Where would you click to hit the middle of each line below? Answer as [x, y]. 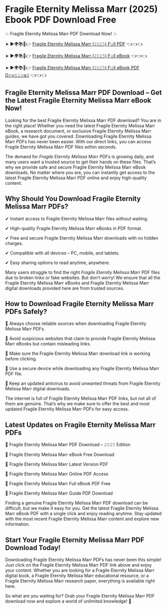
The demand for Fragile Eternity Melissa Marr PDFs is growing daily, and [80, 156]
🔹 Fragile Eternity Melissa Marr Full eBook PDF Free [58, 484]
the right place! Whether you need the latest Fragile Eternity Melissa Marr [80, 125]
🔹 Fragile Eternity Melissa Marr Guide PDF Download [59, 493]
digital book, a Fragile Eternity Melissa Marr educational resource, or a [77, 576]
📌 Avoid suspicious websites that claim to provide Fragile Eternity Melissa [80, 338]
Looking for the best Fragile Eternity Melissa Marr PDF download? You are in [83, 120]
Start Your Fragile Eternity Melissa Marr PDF [75, 540]
